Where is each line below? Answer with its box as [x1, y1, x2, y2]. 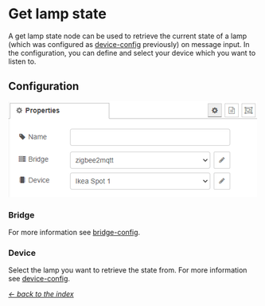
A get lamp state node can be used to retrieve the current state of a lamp [8, 31, 247, 41]
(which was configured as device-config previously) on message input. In [8, 39, 250, 49]
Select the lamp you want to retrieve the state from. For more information [8, 265, 247, 275]
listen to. [8, 57, 37, 66]
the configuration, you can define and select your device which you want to [8, 48, 256, 57]
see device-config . [8, 274, 70, 284]
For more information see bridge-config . [8, 228, 141, 237]
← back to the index [8, 289, 74, 299]
